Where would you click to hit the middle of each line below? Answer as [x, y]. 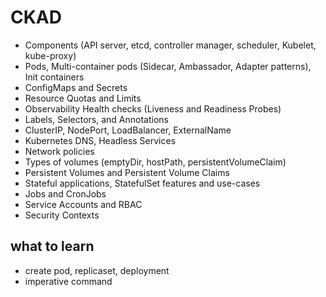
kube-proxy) [50, 55]
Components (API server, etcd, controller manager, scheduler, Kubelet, [170, 45]
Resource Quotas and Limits [83, 98]
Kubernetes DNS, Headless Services [100, 140]
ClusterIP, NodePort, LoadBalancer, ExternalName [128, 130]
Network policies [59, 151]
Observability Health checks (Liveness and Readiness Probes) [153, 108]
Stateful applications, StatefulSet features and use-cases [142, 183]
